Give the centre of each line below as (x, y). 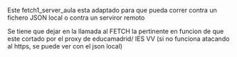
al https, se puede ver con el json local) (65, 46)
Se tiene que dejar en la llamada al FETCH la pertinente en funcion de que (116, 31)
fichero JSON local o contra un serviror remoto (76, 18)
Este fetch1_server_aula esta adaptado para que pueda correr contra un (112, 10)
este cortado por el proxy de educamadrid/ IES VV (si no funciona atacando (118, 39)
